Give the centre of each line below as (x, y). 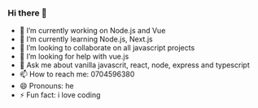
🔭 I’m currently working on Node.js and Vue (92, 31)
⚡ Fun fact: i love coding (60, 95)
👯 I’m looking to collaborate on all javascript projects (107, 48)
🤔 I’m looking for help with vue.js (74, 57)
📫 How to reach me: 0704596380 (77, 74)
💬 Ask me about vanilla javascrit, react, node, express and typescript (134, 65)
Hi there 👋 (28, 13)
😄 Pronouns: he (46, 86)
